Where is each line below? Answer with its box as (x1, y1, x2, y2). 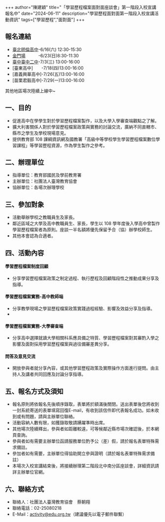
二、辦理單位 (5, 158, 44, 167)
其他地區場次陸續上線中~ (5, 88, 56, 94)
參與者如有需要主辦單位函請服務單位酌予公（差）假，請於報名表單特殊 (12, 438, 155, 444)
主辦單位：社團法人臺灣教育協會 (12, 178, 77, 184)
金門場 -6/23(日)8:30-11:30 (12, 52, 79, 58)
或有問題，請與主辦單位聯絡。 (16, 413, 77, 419)
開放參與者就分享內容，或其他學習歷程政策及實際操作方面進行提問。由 (12, 365, 155, 371)
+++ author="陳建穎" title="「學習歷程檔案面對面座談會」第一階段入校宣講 (5, 4, 157, 10)
